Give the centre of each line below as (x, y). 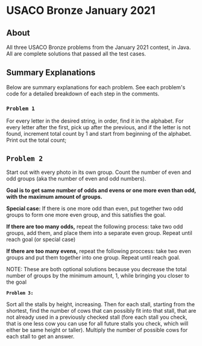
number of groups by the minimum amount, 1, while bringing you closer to (98, 275)
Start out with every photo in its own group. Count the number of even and (99, 172)
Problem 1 (21, 108)
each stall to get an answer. (40, 336)
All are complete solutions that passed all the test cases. (76, 54)
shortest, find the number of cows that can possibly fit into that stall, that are (101, 310)
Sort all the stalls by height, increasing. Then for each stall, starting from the (100, 304)
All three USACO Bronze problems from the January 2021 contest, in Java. (99, 47)
